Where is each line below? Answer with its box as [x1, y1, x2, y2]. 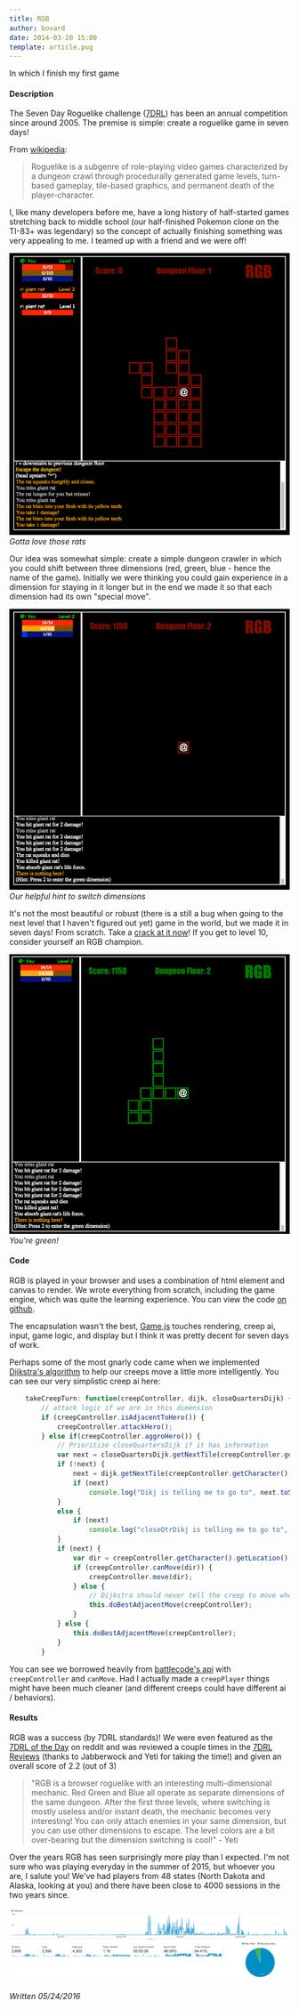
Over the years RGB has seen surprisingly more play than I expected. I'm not [9, 1852, 289, 1862]
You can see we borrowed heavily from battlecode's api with [9, 1664, 231, 1674]
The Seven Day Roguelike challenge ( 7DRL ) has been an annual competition [9, 108, 287, 119]
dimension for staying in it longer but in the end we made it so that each [9, 581, 272, 592]
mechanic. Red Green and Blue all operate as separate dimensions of [30, 1787, 285, 1797]
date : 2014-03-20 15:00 [9, 33, 98, 42]
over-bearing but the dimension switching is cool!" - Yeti [30, 1834, 238, 1845]
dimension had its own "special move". [9, 591, 151, 601]
